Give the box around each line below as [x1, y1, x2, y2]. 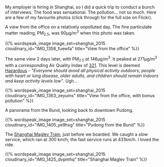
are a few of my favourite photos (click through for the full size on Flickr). [5, 15, 153, 20]
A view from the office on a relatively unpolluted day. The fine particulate [5, 24, 152, 30]
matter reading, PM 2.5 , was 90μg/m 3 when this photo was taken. [5, 29, 136, 37]
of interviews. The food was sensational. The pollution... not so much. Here [5, 9, 157, 15]
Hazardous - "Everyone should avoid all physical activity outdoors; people [5, 67, 156, 73]
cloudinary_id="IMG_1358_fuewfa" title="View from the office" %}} [5, 46, 140, 52]
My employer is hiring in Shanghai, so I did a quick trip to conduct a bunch [5, 4, 155, 10]
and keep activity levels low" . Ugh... [5, 78, 78, 83]
